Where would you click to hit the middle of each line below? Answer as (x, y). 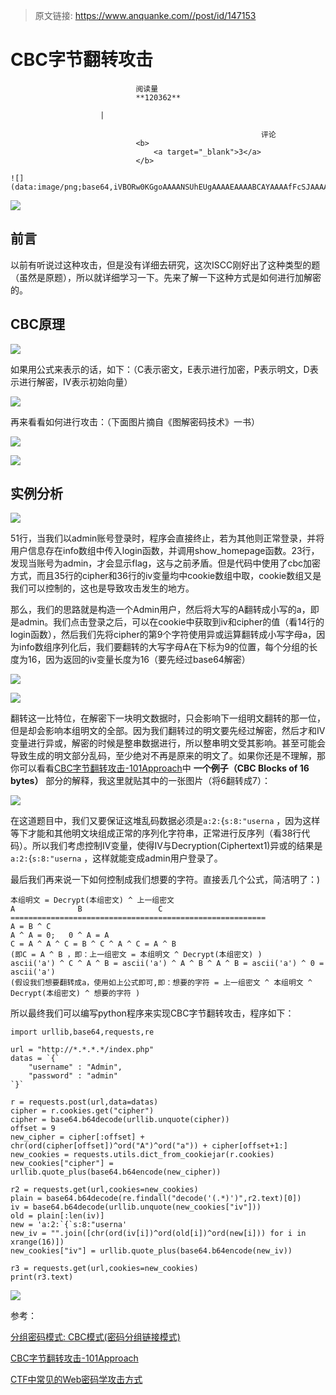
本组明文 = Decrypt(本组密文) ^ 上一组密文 (92, 900)
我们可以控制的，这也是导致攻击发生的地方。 (102, 588)
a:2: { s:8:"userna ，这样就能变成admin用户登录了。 (116, 858)
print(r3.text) (42, 1277)
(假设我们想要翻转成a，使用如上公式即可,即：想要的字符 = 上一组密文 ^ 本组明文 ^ (161, 983)
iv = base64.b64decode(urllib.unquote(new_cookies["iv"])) (136, 1207)
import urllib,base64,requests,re (82, 1032)
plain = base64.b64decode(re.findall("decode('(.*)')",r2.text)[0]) (156, 1199)
